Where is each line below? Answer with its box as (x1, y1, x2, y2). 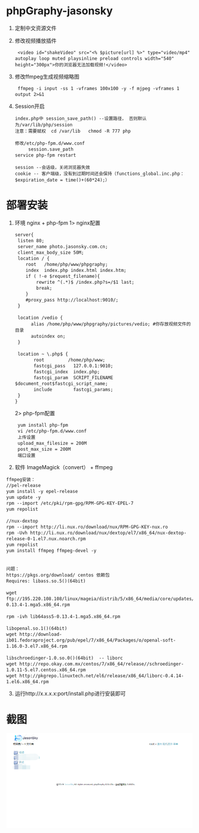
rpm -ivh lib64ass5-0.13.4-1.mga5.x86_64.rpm (6, 613, 120, 620)
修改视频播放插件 (14, 37, 57, 44)
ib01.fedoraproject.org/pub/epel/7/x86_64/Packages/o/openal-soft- (6, 637, 176, 643)
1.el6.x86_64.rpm (6, 678, 49, 685)
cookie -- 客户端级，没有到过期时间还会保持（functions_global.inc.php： (14, 171, 185, 177)
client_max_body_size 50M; (17, 249, 84, 255)
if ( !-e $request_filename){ (25, 273, 100, 279)
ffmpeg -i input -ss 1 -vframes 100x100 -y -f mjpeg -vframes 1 (17, 85, 179, 91)
